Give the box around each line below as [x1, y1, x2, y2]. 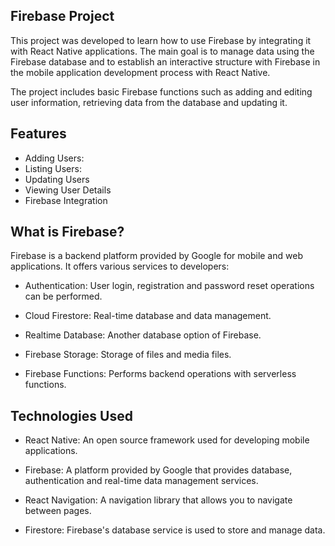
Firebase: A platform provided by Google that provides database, [24, 464, 293, 476]
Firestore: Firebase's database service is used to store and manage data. [24, 524, 326, 536]
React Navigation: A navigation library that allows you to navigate [24, 494, 293, 506]
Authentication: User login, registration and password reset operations [24, 280, 315, 292]
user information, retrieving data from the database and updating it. [10, 96, 288, 108]
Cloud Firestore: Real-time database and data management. [24, 310, 272, 322]
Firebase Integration [24, 194, 108, 206]
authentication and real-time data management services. [24, 475, 259, 487]
